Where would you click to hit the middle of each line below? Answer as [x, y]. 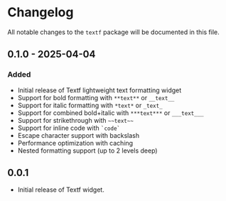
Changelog [41, 12]
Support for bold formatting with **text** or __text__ [96, 97]
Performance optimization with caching [75, 143]
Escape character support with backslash [79, 135]
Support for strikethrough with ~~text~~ [75, 120]
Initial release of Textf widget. [61, 190]
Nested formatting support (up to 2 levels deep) [87, 151]
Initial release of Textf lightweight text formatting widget [99, 90]
